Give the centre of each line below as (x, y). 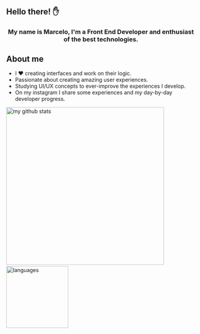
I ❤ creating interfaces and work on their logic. (73, 73)
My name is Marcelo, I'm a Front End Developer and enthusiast (101, 32)
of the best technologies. (101, 40)
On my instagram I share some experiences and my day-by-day (94, 93)
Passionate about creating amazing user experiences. (81, 80)
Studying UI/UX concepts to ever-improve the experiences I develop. (100, 86)
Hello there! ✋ (33, 12)
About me (25, 59)
